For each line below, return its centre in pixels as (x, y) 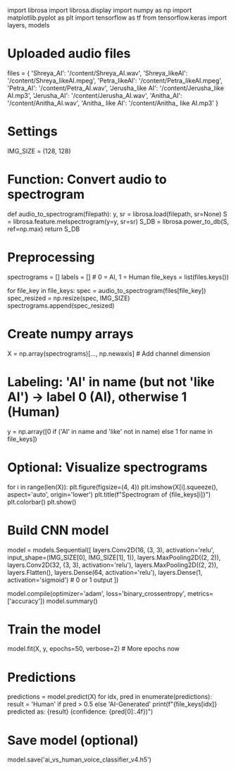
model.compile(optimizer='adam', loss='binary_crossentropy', (97, 593)
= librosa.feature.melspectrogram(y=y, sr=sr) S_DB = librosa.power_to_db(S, (118, 221)
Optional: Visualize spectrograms (107, 467)
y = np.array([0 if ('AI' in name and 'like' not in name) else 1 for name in (110, 431)
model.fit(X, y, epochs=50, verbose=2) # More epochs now (93, 649)
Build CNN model (58, 530)
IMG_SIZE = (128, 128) (39, 151)
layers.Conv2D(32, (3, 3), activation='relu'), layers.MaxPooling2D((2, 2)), (113, 565)
